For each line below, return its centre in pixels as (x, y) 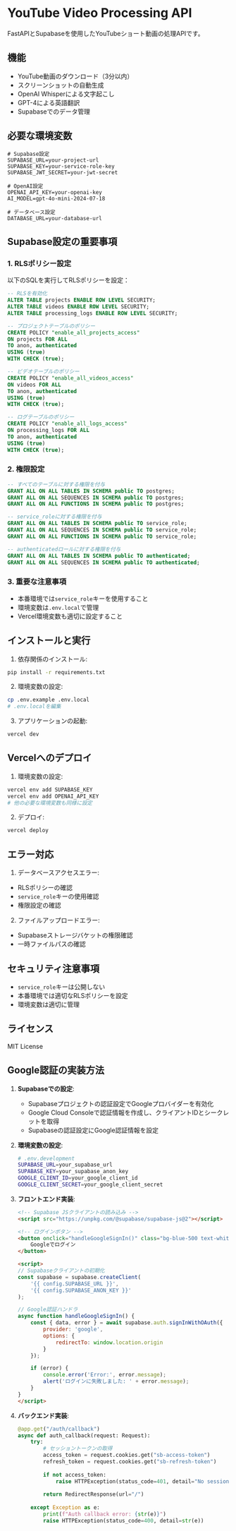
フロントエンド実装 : (46, 1199)
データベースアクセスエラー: (58, 872)
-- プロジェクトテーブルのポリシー (51, 326)
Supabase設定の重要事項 (62, 241)
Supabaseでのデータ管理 (54, 112)
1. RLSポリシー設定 (39, 263)
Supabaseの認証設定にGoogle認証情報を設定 (93, 1130)
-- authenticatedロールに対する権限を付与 (64, 549)
